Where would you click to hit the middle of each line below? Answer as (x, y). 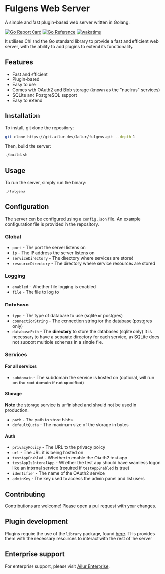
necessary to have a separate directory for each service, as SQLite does (86, 337)
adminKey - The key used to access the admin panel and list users (79, 479)
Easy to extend (27, 100)
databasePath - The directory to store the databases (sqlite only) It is (82, 331)
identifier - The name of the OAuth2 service (59, 473)
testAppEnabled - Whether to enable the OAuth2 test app (69, 458)
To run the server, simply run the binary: (46, 183)
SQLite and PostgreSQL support (45, 95)
